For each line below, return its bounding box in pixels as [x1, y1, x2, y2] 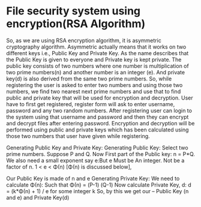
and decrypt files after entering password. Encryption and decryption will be [6, 119, 195, 127]
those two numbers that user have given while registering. [6, 132, 150, 139]
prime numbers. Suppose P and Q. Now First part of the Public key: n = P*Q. [6, 150, 195, 157]
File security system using [6, 4, 141, 18]
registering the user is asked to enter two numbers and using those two [6, 81, 183, 88]
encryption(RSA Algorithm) [6, 17, 146, 31]
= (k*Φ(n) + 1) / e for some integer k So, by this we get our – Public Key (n [6, 187, 189, 194]
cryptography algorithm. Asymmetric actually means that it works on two [6, 43, 187, 50]
